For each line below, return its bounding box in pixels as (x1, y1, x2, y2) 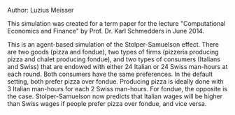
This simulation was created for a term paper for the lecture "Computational (7, 20, 226, 27)
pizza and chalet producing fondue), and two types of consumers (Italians (7, 55, 220, 63)
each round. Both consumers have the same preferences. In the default (7, 70, 213, 78)
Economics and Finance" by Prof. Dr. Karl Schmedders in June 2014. (7, 27, 205, 35)
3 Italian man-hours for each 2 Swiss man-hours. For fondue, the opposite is (7, 85, 228, 93)
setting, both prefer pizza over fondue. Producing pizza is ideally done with (7, 77, 224, 86)
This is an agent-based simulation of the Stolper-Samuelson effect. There (7, 40, 219, 48)
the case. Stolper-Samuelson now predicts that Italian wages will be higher (7, 92, 222, 100)
